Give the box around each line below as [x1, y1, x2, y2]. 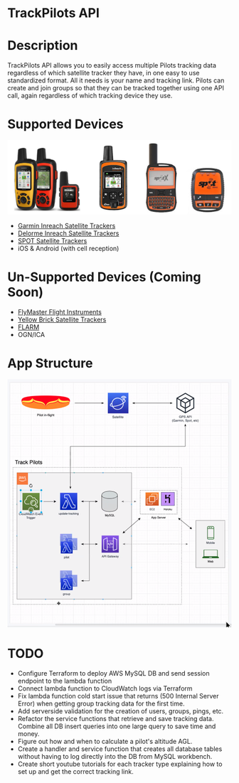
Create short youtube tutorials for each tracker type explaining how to [17, 760, 223, 768]
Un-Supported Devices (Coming [7, 269, 201, 285]
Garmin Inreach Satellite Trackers [17, 221, 116, 230]
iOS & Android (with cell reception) [17, 244, 119, 252]
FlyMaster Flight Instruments [17, 307, 102, 316]
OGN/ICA [17, 330, 45, 339]
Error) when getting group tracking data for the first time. [17, 699, 185, 708]
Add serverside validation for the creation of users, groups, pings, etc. [17, 706, 224, 715]
